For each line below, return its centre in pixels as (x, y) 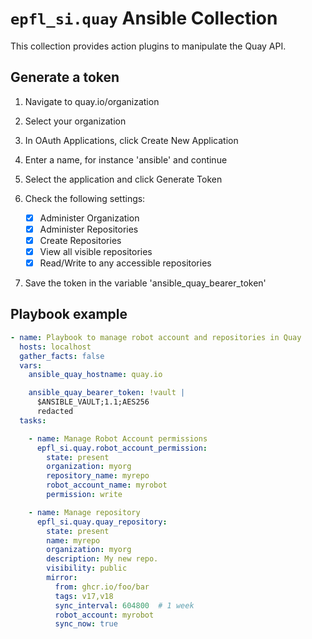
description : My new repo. (102, 559)
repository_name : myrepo (98, 476)
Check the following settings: (85, 198)
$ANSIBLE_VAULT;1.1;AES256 (93, 402)
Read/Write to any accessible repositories (125, 263)
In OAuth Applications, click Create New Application (131, 140)
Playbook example (69, 314)
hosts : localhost (55, 347)
